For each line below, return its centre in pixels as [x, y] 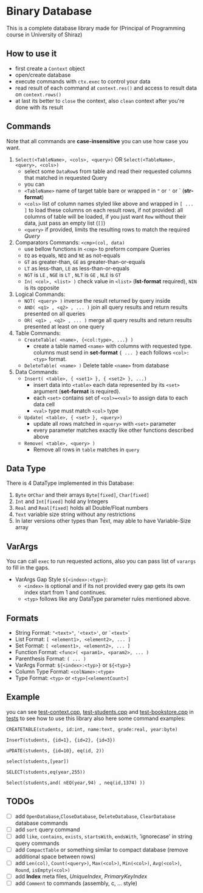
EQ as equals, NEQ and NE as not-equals [72, 255]
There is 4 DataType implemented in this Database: [70, 483]
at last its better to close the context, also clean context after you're [100, 101]
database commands [41, 823]
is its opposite [42, 288]
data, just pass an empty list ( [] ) [65, 223]
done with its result [39, 107]
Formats [22, 618]
